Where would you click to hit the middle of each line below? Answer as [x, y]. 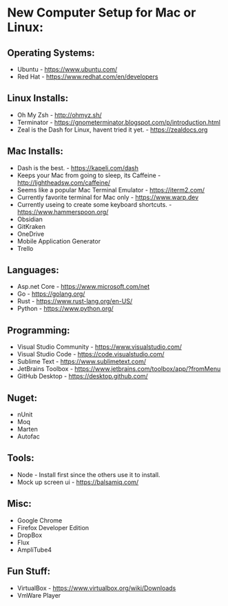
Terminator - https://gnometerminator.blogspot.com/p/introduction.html [118, 122]
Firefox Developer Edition [53, 527]
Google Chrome [40, 520]
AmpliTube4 [34, 549]
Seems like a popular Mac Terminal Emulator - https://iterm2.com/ [111, 190]
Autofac [28, 436]
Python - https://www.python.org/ [65, 309]
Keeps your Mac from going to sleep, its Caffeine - [89, 175]
